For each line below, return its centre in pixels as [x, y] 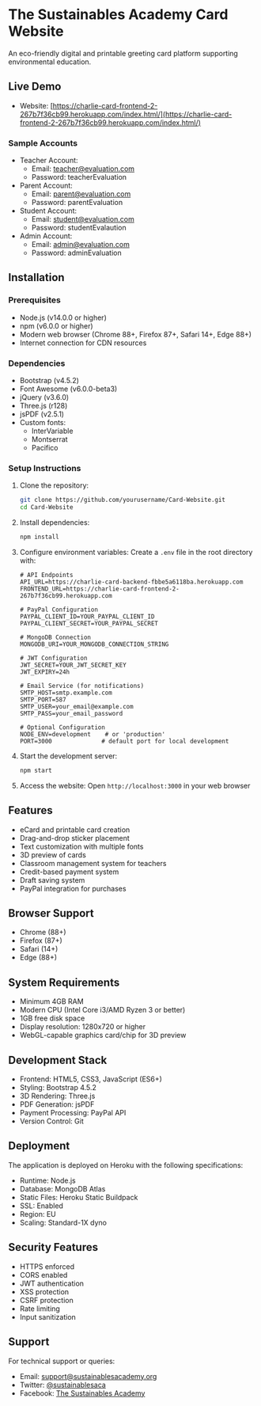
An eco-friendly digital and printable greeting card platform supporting [123, 53]
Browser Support [51, 913]
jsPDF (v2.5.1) [42, 414]
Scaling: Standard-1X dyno [63, 1222]
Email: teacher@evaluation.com [83, 169]
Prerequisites [34, 300]
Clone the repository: [54, 485]
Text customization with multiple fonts [81, 846]
